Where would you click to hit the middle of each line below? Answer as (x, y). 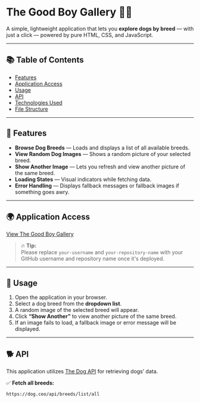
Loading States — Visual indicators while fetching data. (83, 179)
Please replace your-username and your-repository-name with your (102, 252)
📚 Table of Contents (45, 60)
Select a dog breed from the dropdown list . (68, 304)
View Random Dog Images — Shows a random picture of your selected (103, 154)
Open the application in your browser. (61, 298)
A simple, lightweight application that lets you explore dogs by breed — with (100, 29)
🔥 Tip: (29, 246)
